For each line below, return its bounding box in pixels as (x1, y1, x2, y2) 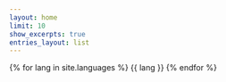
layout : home (9, 12, 58, 22)
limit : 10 (9, 21, 46, 30)
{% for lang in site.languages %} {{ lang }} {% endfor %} (9, 62, 217, 73)
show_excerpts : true (9, 29, 87, 38)
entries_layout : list (9, 37, 90, 47)
